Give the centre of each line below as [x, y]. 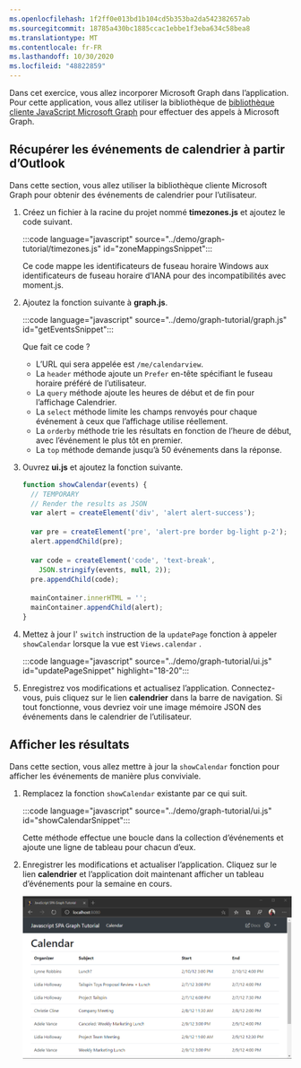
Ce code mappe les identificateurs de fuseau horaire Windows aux [145, 265]
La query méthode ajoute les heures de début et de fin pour [145, 392]
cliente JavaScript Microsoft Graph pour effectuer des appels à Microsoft [144, 112]
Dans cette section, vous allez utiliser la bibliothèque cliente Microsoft [138, 185]
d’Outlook [37, 164]
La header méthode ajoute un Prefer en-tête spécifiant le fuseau [154, 373]
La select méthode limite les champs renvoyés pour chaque [146, 412]
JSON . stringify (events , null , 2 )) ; [105, 569]
